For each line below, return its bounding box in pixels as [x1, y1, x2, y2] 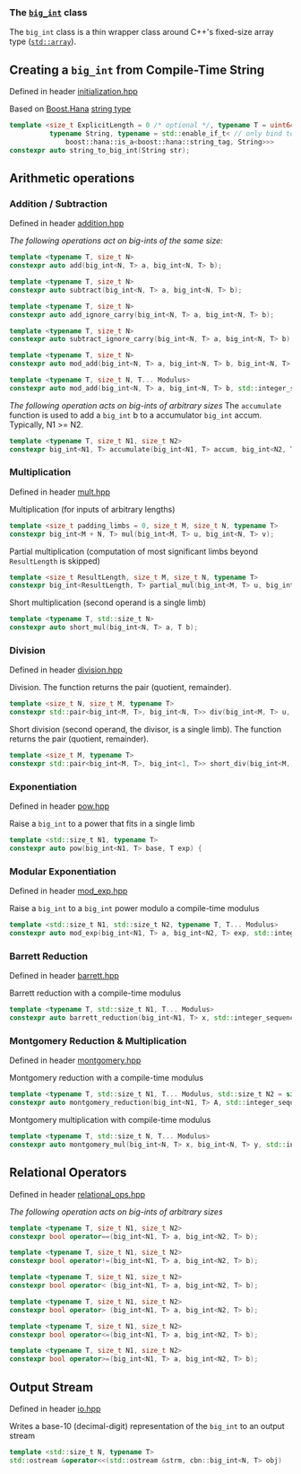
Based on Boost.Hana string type [9, 103, 132, 114]
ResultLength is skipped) [9, 555, 101, 566]
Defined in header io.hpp [9, 1403, 101, 1414]
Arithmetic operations [9, 171, 135, 186]
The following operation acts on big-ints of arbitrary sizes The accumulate [9, 399, 282, 410]
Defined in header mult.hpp [9, 487, 110, 497]
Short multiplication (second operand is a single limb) [9, 597, 206, 608]
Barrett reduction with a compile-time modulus [9, 987, 182, 998]
